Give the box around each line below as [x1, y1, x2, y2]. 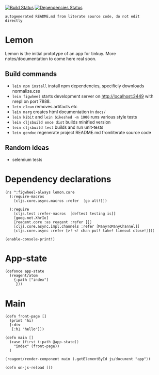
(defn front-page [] [5, 314, 47, 319]
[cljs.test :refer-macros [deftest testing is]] [14, 211, 116, 216]
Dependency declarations [5, 174, 111, 185]
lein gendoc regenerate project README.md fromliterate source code [12, 129, 151, 135]
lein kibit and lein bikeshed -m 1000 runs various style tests [12, 114, 137, 119]
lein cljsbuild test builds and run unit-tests [12, 124, 104, 130]
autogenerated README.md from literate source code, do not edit [5, 14, 140, 19]
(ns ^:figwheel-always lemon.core [5, 190, 75, 195]
